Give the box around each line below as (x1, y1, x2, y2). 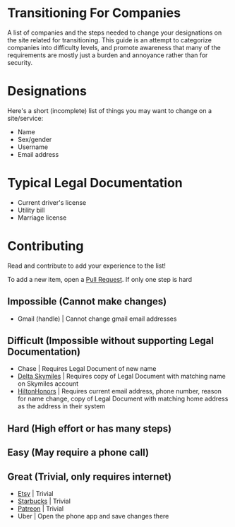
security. (7, 58, 33, 66)
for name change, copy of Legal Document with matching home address (17, 394, 229, 403)
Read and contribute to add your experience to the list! (7, 261, 166, 270)
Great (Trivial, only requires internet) (7, 470, 171, 482)
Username (17, 143, 48, 151)
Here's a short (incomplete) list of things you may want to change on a (7, 106, 212, 114)
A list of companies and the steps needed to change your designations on (7, 28, 222, 37)
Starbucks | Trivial (17, 497, 71, 505)
